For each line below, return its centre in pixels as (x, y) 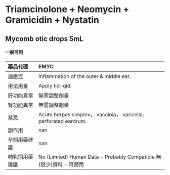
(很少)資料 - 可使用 (61, 164)
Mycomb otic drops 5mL (44, 39)
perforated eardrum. (62, 121)
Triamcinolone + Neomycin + (67, 9)
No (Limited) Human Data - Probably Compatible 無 (100, 157)
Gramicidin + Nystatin (52, 20)
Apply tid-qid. (55, 85)
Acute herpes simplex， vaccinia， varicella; (91, 114)
